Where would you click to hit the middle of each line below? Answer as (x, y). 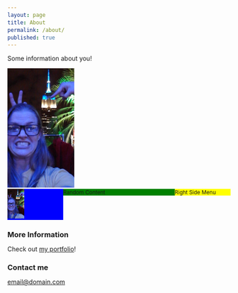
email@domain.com (36, 282)
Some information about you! (50, 59)
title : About (27, 22)
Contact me (28, 267)
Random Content (84, 193)
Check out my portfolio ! (42, 249)
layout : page (27, 15)
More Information (38, 235)
